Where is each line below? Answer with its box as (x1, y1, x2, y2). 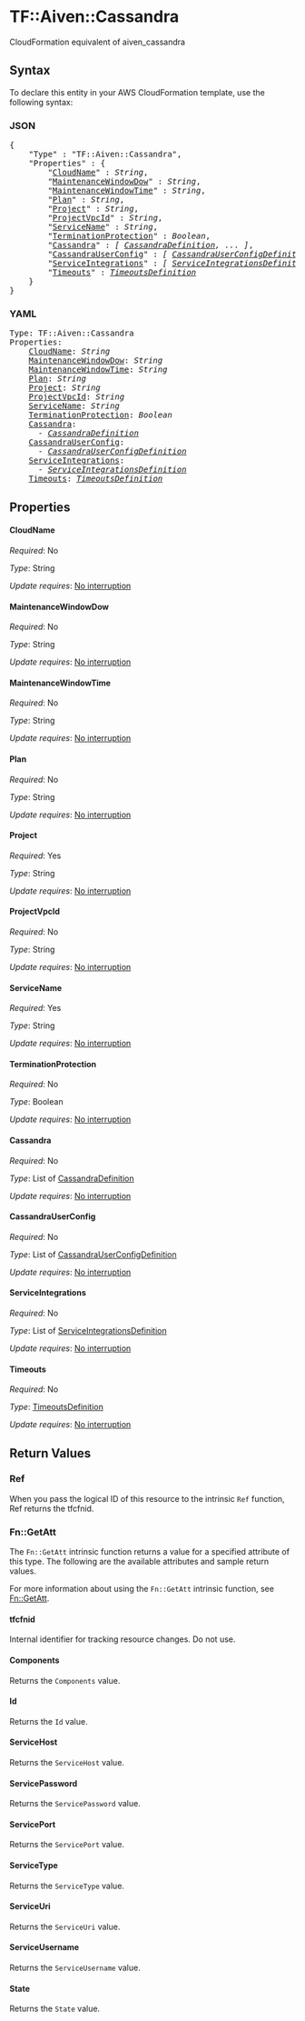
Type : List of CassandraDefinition (9, 1173, 134, 1184)
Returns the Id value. (9, 1716, 88, 1726)
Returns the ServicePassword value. (9, 1798, 141, 1809)
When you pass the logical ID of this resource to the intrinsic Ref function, (9, 1493, 285, 1504)
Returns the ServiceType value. (9, 1880, 125, 1891)
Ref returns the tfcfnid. (9, 1503, 94, 1514)
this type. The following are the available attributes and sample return (9, 1556, 270, 1567)
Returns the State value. (9, 2003, 101, 2015)
